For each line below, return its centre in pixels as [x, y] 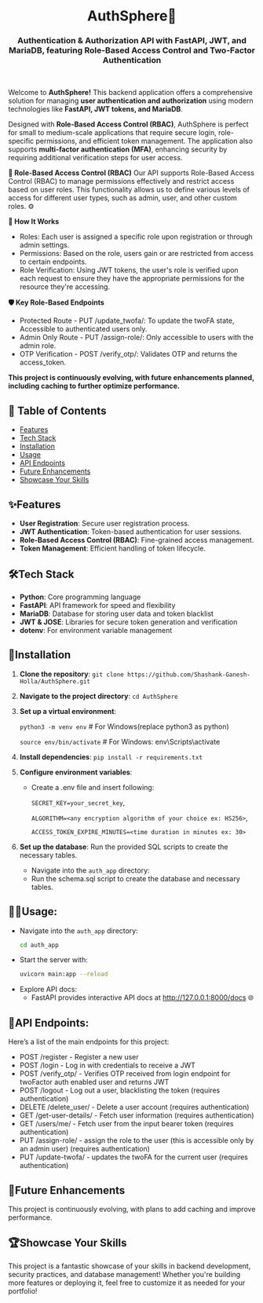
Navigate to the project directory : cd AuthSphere [99, 696]
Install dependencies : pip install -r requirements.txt [111, 756]
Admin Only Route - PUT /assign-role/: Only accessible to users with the [136, 338]
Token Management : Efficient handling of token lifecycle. [113, 548]
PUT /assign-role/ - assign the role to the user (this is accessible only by [137, 1140]
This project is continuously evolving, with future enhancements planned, [131, 378]
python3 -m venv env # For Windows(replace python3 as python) [124, 727]
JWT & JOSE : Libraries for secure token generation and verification [128, 622]
